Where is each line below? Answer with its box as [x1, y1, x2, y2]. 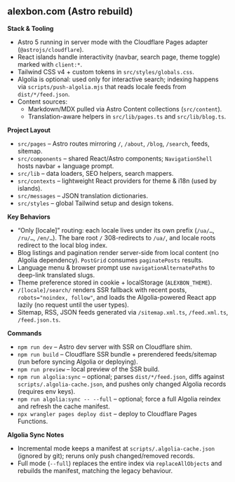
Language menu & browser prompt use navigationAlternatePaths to [17, 263, 215, 272]
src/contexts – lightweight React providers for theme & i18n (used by [17, 177, 217, 185]
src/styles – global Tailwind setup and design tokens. [17, 199, 174, 207]
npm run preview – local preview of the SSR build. [17, 364, 160, 373]
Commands [7, 329, 42, 337]
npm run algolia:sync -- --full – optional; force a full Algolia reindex [17, 394, 221, 403]
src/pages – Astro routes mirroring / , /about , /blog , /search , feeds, [17, 139, 210, 148]
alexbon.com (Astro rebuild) [7, 6, 133, 18]
